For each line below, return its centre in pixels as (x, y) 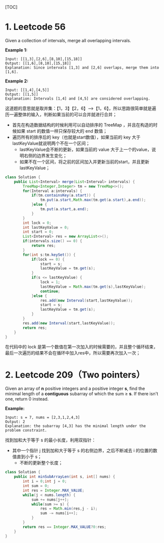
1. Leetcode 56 (35, 27)
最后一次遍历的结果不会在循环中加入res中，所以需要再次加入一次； (73, 353)
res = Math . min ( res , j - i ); (69, 509)
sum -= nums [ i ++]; (59, 513)
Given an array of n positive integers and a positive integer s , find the (75, 389)
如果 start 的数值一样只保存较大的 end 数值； (62, 131)
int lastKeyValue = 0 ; (46, 227)
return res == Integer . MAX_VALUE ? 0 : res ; (65, 527)
